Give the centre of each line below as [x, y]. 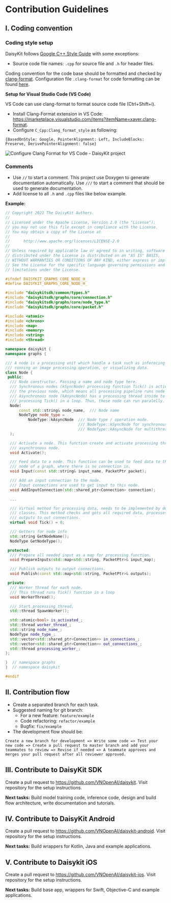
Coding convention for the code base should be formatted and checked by [83, 73]
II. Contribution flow [37, 693]
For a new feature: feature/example [57, 715]
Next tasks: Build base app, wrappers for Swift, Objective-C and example [82, 890]
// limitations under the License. [43, 270]
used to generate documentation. [48, 188]
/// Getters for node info [38, 532]
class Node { [19, 373]
